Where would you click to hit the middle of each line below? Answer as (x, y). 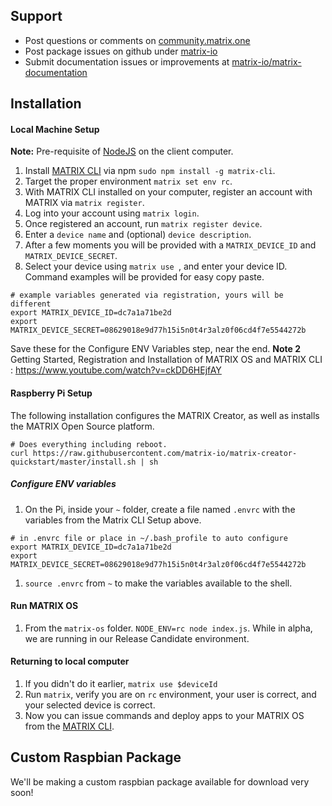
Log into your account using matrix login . (112, 213)
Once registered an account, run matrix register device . (143, 224)
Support (36, 16)
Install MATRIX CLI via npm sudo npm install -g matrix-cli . (150, 171)
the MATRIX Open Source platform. (82, 426)
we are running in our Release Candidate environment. (137, 638)
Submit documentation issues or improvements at (127, 61)
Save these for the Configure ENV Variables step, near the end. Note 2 (155, 349)
